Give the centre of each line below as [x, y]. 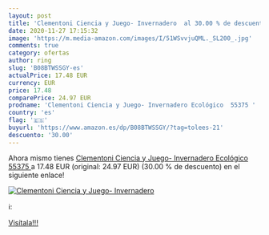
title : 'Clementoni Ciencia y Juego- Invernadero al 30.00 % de [119, 23]
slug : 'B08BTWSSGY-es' [46, 68]
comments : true [34, 46]
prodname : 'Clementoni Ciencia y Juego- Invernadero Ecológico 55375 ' [132, 105]
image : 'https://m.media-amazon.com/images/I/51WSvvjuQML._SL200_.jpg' [130, 38]
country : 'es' [32, 113]
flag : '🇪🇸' [28, 120]
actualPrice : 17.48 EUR [48, 75]
